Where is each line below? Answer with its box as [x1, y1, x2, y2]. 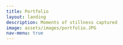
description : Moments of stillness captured [6, 19, 118, 25]
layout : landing [6, 14, 46, 20]
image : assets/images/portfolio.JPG [6, 25, 96, 31]
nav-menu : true [6, 30, 44, 36]
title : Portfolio [6, 8, 49, 15]
